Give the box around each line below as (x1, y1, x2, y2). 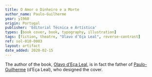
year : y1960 (5, 16, 29, 21)
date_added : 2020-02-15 (5, 48, 54, 53)
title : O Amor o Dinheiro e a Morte (5, 7, 79, 12)
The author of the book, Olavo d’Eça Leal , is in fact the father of (5, 61, 133, 67)
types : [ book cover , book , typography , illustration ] (5, 30, 117, 35)
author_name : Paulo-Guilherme (5, 12, 67, 17)
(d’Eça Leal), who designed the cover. (26, 66, 103, 72)
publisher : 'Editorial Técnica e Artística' (5, 25, 97, 30)
